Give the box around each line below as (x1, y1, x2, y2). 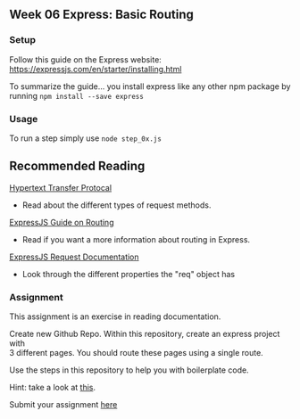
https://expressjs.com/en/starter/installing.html (9, 63, 182, 74)
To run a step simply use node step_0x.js (9, 133, 162, 144)
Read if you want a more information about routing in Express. (21, 234, 251, 244)
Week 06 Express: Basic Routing (9, 7, 195, 22)
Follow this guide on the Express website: (9, 53, 162, 65)
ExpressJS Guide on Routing (9, 217, 114, 227)
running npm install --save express (9, 90, 145, 101)
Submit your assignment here (9, 399, 118, 410)
